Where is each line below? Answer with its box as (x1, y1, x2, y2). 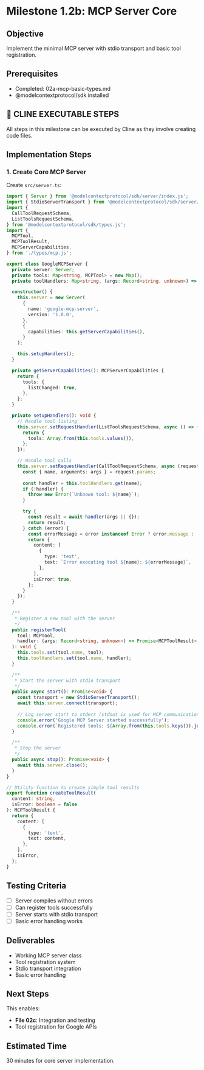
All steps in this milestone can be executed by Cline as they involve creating (6, 125, 196, 132)
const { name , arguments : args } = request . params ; (22, 469, 156, 475)
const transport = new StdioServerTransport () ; (17, 695, 140, 701)
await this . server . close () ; (17, 762, 88, 768)
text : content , (28, 835, 67, 841)
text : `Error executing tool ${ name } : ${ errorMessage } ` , (44, 559, 191, 565)
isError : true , (33, 576, 72, 583)
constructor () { (12, 289, 53, 295)
